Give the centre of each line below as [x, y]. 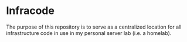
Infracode [30, 11]
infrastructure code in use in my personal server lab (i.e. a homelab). [89, 33]
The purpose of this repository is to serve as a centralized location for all [94, 27]
